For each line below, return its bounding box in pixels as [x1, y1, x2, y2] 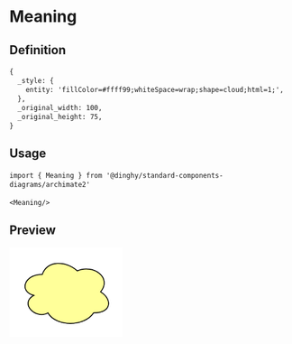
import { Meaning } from [9, 171, 103, 180]
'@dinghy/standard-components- [105, 171, 224, 180]
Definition [9, 42, 66, 58]
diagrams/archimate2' [9, 180, 91, 189]
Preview [9, 223, 57, 238]
